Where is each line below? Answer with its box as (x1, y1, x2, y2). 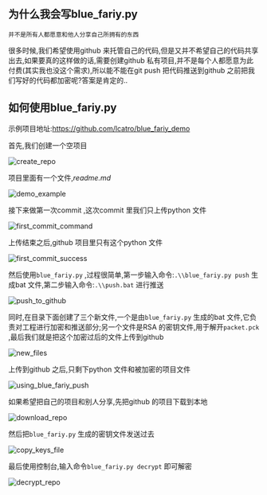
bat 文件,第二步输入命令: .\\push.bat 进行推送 (14, 279, 164, 289)
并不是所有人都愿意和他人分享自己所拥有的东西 (8, 30, 139, 38)
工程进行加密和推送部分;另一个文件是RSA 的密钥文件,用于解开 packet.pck (22, 322, 260, 332)
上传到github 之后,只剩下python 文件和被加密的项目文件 (8, 364, 191, 374)
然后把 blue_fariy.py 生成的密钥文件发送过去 (8, 429, 155, 438)
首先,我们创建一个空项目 (8, 140, 88, 150)
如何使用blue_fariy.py (8, 101, 117, 115)
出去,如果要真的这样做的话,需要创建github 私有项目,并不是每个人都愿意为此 (8, 55, 253, 65)
